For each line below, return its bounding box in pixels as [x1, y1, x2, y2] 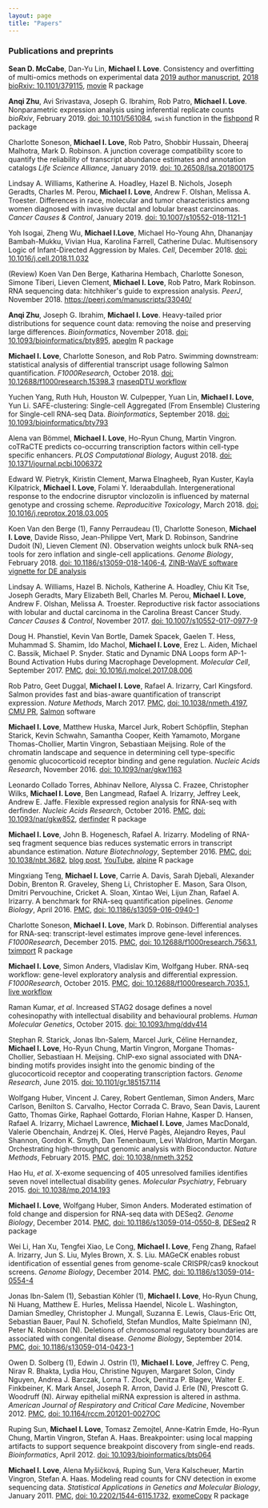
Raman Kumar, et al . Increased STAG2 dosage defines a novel [8, 1002, 212, 1011]
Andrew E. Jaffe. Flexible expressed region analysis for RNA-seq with [8, 797, 238, 806]
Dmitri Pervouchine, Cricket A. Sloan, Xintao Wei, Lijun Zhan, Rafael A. [8, 887, 240, 897]
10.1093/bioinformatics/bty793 [8, 417, 109, 427]
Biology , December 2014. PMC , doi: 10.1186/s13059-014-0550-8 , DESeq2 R [8, 1217, 257, 1227]
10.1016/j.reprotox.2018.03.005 [8, 508, 109, 517]
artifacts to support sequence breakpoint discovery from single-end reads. [8, 1441, 255, 1450]
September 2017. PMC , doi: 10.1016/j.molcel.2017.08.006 [8, 666, 194, 675]
